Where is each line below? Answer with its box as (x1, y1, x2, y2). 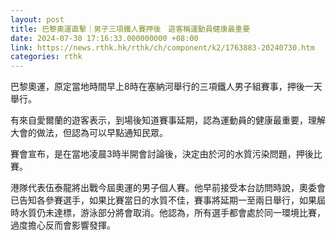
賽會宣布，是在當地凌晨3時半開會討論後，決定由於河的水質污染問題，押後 (10, 148, 314, 160)
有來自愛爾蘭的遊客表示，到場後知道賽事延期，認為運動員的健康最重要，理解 (10, 114, 326, 126)
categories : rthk (10, 52, 83, 62)
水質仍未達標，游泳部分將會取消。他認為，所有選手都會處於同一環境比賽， (18, 207, 326, 219)
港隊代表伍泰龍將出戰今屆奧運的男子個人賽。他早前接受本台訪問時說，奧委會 (10, 182, 326, 194)
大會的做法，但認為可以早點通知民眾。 (10, 127, 168, 139)
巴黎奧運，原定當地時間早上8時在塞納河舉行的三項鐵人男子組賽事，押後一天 (10, 81, 323, 93)
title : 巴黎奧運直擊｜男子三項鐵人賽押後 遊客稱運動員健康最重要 (10, 24, 251, 34)
